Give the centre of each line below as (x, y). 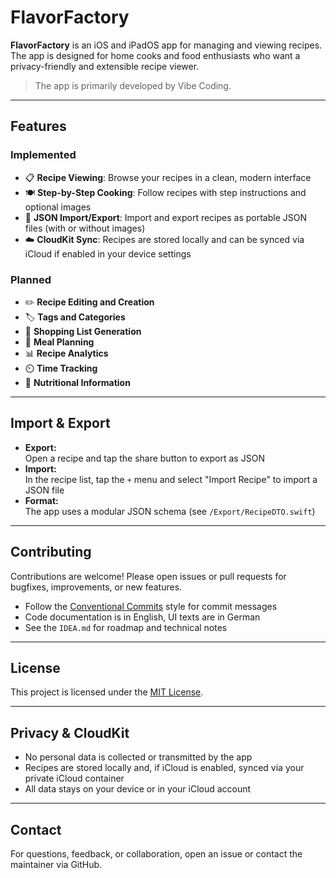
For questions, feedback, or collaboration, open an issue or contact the (156, 853)
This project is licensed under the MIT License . (107, 692)
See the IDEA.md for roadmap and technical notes (126, 627)
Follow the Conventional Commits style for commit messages (151, 606)
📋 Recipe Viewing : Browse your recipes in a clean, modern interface (168, 177)
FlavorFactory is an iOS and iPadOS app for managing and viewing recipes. (166, 45)
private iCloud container (74, 778)
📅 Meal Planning (59, 342)
